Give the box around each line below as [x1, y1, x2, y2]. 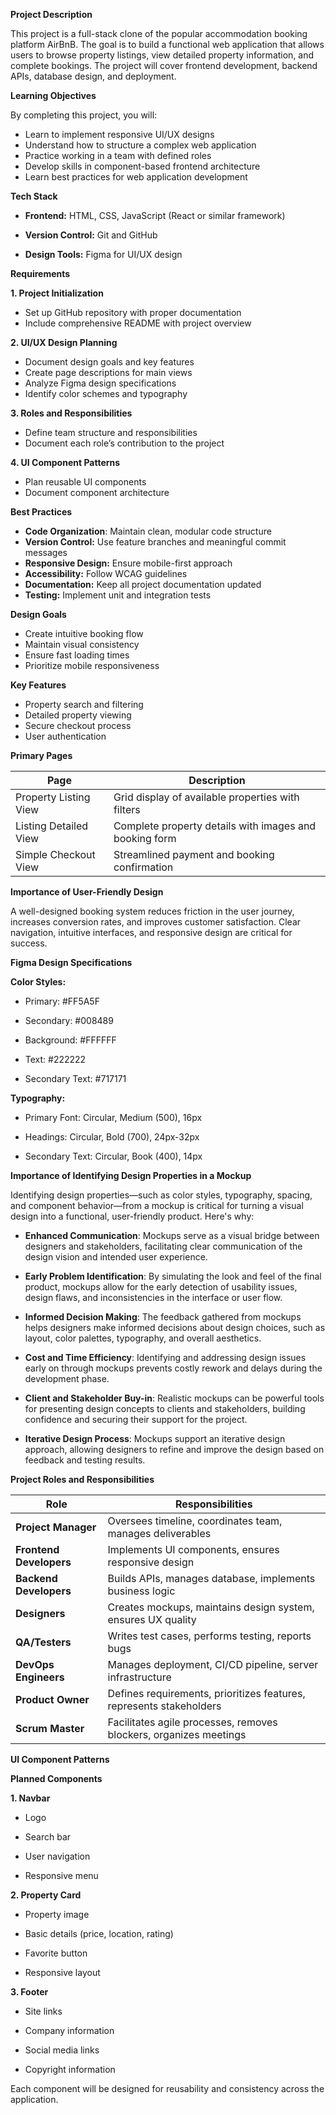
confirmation [113, 860, 174, 874]
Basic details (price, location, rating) [24, 1928, 174, 1939]
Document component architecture [24, 487, 170, 498]
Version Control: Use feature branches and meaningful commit [24, 536, 287, 548]
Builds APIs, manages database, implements [107, 1572, 316, 1585]
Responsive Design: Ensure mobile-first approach [24, 557, 233, 569]
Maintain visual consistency [24, 639, 140, 650]
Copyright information [24, 2064, 116, 2075]
